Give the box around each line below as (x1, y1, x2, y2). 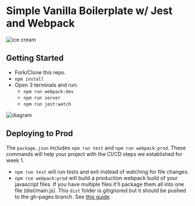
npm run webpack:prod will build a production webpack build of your (14, 174, 178, 181)
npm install (14, 76, 44, 82)
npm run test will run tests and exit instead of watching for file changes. (14, 168, 189, 175)
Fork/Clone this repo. (14, 69, 66, 76)
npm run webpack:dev (23, 88, 74, 95)
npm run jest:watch (23, 101, 72, 107)
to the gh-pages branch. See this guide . (14, 193, 112, 200)
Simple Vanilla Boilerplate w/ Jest (6, 4, 173, 18)
